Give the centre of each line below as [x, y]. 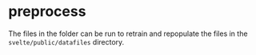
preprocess [47, 12]
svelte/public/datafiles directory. [66, 41]
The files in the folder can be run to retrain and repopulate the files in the [128, 33]
